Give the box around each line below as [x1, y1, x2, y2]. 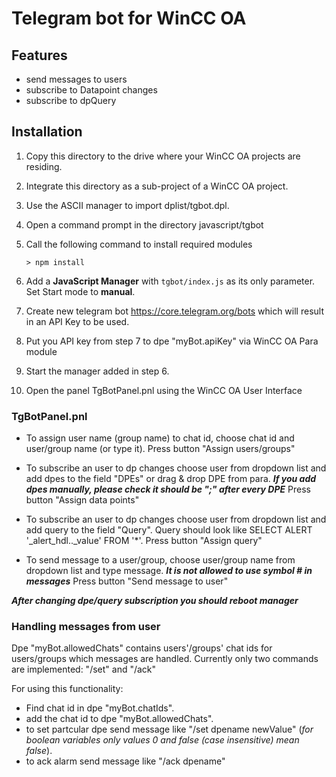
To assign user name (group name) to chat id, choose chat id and [25, 432, 295, 444]
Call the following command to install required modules [25, 238, 253, 250]
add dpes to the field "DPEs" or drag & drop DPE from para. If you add [25, 473, 317, 485]
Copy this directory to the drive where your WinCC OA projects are [25, 150, 301, 162]
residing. [25, 160, 63, 172]
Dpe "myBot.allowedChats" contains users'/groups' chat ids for [11, 642, 273, 654]
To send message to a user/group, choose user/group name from [25, 554, 296, 566]
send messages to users [25, 73, 128, 85]
